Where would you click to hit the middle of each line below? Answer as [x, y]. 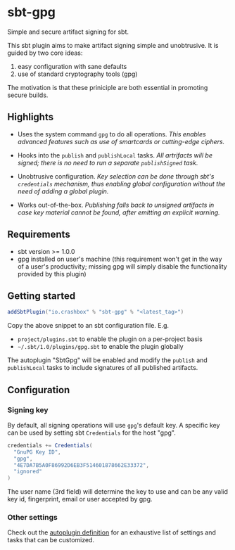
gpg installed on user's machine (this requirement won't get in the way [120, 259]
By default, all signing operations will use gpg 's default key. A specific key [114, 425]
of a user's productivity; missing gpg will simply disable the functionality [122, 266]
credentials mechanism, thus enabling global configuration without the [121, 184]
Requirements [39, 235]
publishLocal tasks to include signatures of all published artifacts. [103, 368]
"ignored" [28, 472]
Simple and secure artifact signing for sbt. [68, 32]
